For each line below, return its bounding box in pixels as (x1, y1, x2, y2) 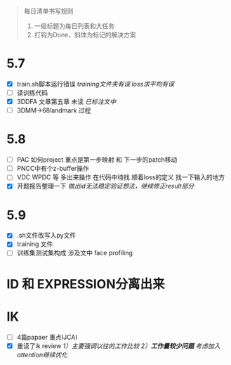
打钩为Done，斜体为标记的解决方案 (34, 31, 136, 39)
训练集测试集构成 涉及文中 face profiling (16, 249, 133, 257)
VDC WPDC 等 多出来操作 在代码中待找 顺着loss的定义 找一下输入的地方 (16, 173, 225, 181)
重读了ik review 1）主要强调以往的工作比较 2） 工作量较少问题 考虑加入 (16, 341, 220, 350)
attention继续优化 (16, 350, 68, 359)
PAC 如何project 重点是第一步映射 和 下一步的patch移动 (16, 155, 178, 164)
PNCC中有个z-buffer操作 (16, 165, 89, 173)
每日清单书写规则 (23, 7, 74, 15)
